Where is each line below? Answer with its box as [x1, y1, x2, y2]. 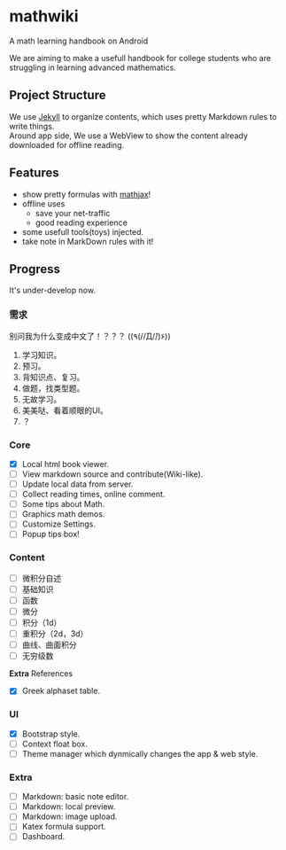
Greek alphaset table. [21, 685, 100, 697]
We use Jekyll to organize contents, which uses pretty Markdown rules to [9, 111, 277, 121]
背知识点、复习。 [21, 371, 85, 382]
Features [9, 166, 59, 181]
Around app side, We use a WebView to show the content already [9, 130, 248, 141]
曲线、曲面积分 [21, 640, 77, 651]
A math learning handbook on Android [9, 35, 149, 46]
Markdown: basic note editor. [21, 792, 129, 802]
